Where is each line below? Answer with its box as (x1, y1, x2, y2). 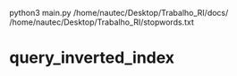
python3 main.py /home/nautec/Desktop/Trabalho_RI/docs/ (9, 8, 229, 18)
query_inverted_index (9, 48, 175, 68)
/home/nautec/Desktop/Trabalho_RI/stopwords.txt (9, 17, 194, 27)
